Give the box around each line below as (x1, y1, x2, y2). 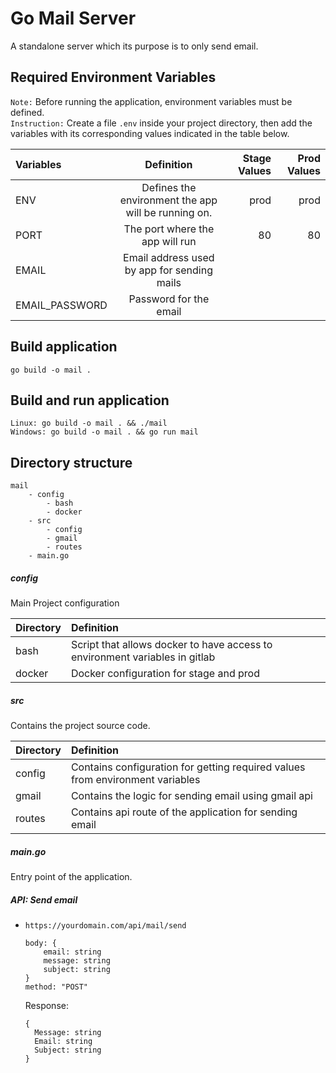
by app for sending (124, 263, 213, 277)
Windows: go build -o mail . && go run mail (10, 427, 199, 437)
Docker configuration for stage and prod (70, 667, 260, 681)
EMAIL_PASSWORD (15, 298, 108, 312)
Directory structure (10, 454, 133, 471)
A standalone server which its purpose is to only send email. (10, 40, 259, 52)
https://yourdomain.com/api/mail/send (24, 921, 187, 931)
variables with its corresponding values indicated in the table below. (10, 127, 290, 139)
